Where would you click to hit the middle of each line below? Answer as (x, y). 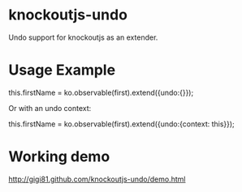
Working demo (59, 157)
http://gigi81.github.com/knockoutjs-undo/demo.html (97, 179)
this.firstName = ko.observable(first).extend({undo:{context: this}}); (122, 124)
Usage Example (62, 70)
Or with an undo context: (50, 108)
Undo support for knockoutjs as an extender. (83, 37)
